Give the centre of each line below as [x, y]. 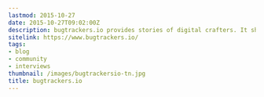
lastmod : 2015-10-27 [42, 15]
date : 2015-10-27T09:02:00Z [54, 23]
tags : [17, 45]
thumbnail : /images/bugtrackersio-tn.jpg [77, 74]
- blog [19, 52]
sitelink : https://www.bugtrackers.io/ [73, 37]
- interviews [29, 66]
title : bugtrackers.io [45, 81]
